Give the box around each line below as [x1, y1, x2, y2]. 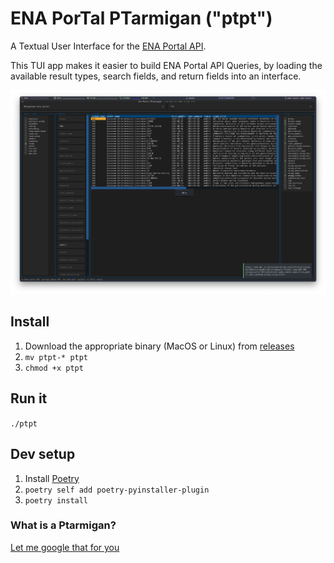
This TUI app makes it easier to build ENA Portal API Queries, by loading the [10, 59, 323, 71]
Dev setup [10, 446, 76, 463]
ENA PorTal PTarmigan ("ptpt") [10, 7, 273, 30]
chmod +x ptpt [24, 363, 84, 373]
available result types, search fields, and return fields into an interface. [10, 70, 302, 82]
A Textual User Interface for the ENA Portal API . [10, 40, 207, 52]
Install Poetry [24, 472, 80, 484]
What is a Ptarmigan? [10, 518, 117, 532]
